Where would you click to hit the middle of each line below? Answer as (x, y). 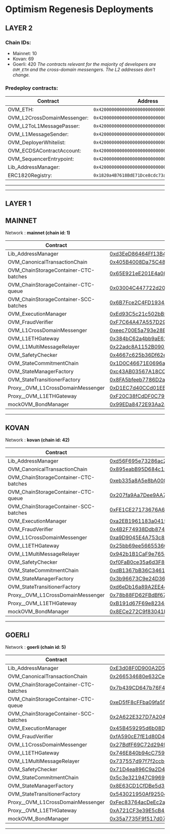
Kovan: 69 (23, 59)
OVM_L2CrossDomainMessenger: (48, 118)
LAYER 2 (19, 28)
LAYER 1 (18, 203)
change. (21, 75)
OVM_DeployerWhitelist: (37, 143)
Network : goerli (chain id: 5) (36, 647)
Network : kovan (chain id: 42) (37, 440)
